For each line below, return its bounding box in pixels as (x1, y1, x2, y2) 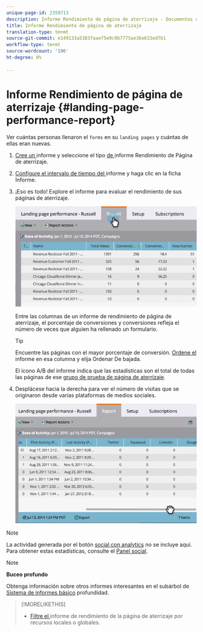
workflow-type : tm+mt (6, 42, 61, 48)
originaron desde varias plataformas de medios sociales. (14, 391, 156, 399)
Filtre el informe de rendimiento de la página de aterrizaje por (30, 613, 183, 620)
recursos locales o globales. (30, 619, 101, 626)
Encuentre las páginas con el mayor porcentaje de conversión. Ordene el (14, 348, 197, 356)
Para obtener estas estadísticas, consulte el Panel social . (6, 547, 148, 555)
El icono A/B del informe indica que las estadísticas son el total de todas (14, 366, 195, 374)
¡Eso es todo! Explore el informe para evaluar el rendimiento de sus (14, 187, 182, 195)
